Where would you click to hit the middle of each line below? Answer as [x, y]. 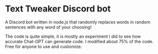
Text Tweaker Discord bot [58, 9]
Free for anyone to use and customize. [44, 46]
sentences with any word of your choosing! [48, 27]
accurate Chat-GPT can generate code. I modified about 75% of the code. [79, 41]
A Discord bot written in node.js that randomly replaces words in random [78, 22]
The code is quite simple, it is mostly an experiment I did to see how [73, 36]
